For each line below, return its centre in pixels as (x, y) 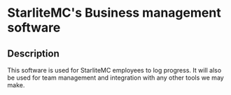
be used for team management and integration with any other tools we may (115, 78)
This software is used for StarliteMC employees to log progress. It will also (114, 70)
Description (33, 53)
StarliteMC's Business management (114, 13)
